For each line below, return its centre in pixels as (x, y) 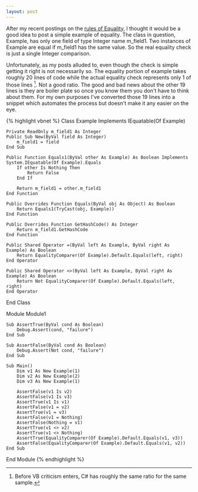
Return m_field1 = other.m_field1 (59, 189)
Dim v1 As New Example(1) (49, 371)
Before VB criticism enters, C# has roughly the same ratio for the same (100, 476)
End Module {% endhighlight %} (45, 460)
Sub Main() (19, 366)
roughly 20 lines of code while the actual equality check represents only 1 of (99, 77)
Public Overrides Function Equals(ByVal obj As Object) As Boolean (91, 204)
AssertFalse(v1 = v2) (43, 407)
